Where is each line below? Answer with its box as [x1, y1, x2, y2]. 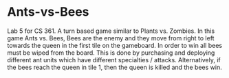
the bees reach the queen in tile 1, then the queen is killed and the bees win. [7, 63, 222, 71]
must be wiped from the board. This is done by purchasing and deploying [7, 49, 215, 57]
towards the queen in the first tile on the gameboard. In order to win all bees [7, 41, 222, 49]
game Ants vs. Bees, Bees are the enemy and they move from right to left [7, 34, 215, 42]
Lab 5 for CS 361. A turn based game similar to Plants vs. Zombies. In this [7, 27, 215, 35]
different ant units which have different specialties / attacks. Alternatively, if [7, 55, 221, 64]
